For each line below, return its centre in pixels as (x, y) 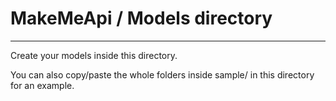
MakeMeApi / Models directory (141, 18)
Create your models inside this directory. (94, 55)
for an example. (42, 85)
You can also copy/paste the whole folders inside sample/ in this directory (162, 74)
